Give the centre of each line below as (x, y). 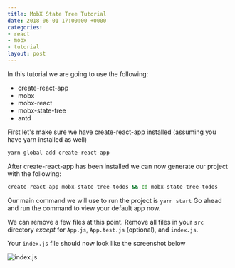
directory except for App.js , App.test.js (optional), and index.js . (103, 230)
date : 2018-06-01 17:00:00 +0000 (57, 21)
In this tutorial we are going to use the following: (78, 74)
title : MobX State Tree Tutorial (57, 14)
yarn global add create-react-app (59, 153)
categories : (25, 27)
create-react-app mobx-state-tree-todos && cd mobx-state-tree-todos (113, 187)
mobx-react (35, 103)
